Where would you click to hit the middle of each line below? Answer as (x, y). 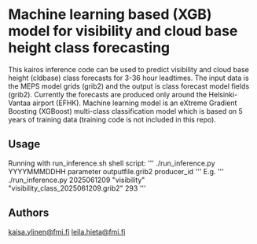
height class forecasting (89, 48)
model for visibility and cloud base (123, 31)
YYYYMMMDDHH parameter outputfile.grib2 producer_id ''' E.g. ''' (116, 171)
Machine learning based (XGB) (110, 15)
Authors (29, 213)
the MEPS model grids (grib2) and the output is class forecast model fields (129, 86)
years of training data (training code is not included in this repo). (112, 119)
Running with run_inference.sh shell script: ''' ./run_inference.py (112, 163)
